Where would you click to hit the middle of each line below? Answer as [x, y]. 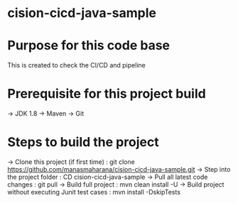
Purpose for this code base [89, 46]
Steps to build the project [83, 142]
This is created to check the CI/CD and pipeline [76, 65]
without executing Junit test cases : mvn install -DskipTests [94, 192]
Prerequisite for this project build [107, 94]
